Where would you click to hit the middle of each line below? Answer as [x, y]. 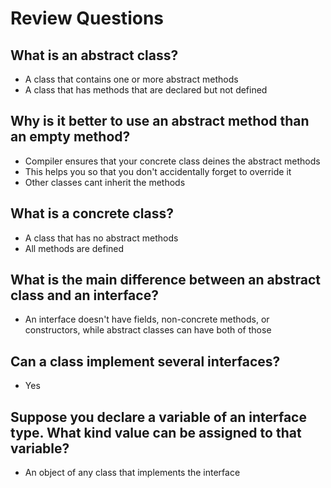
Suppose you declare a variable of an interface [158, 417]
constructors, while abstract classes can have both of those [148, 330]
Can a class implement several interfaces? [145, 361]
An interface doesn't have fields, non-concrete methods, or [147, 319]
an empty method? [70, 137]
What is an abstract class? [94, 55]
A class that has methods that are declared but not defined [146, 90]
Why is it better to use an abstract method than [160, 121]
